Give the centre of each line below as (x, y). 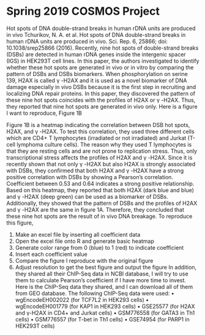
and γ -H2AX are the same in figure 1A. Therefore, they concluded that (95, 209)
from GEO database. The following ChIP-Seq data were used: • (95, 293)
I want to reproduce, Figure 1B (44, 113)
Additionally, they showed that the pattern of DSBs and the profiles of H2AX (102, 203)
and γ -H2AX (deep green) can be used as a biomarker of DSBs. (87, 196)
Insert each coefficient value (51, 254)
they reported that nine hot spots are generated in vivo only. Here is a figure (102, 106)
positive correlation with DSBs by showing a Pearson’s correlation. (90, 177)
